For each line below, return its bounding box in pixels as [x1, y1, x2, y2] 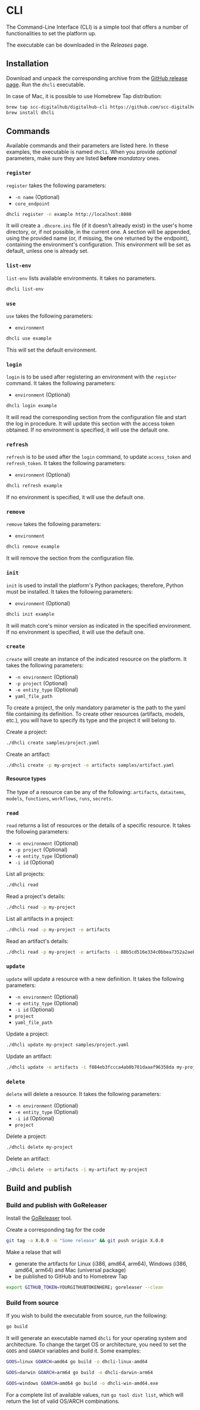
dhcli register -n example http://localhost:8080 [6, 211, 132, 217]
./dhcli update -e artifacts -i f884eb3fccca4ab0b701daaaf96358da [6, 1064, 174, 1070]
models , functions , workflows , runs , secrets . [6, 795, 113, 802]
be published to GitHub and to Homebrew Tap [14, 1273, 128, 1280]
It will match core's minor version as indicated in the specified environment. [6, 622, 192, 629]
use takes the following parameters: [6, 312, 93, 319]
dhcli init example [6, 611, 55, 617]
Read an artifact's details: [6, 937, 69, 945]
